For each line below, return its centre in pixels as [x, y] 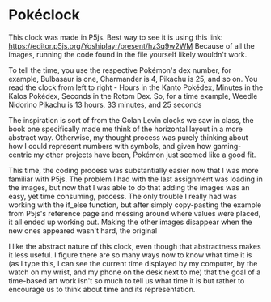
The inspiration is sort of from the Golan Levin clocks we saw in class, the [131, 120]
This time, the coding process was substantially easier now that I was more [133, 170]
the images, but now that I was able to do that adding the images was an [129, 187]
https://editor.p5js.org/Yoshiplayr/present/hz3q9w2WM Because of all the [131, 45]
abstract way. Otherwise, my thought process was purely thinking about [128, 137]
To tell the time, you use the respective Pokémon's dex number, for [120, 70]
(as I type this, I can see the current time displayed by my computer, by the [133, 263]
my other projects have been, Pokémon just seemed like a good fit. [145, 155]
